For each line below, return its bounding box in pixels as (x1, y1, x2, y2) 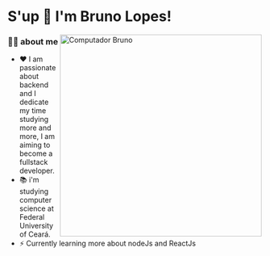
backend (19, 80, 49, 90)
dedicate (19, 97, 49, 107)
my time (19, 106, 47, 115)
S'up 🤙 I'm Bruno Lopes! (7, 7, 172, 26)
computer (19, 195, 52, 205)
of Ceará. (19, 229, 51, 239)
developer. (19, 166, 55, 176)
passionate (19, 63, 56, 73)
